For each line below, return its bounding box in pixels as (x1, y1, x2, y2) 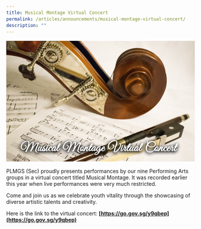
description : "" (6, 22, 47, 28)
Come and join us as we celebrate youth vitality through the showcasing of (6, 192, 190, 199)
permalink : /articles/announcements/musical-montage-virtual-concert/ (6, 16, 186, 22)
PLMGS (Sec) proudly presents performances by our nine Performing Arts (6, 167, 189, 174)
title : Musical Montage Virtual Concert (6, 10, 109, 16)
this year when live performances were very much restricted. (6, 180, 157, 187)
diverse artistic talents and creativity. (6, 198, 98, 205)
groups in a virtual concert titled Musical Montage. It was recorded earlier (6, 174, 188, 181)
